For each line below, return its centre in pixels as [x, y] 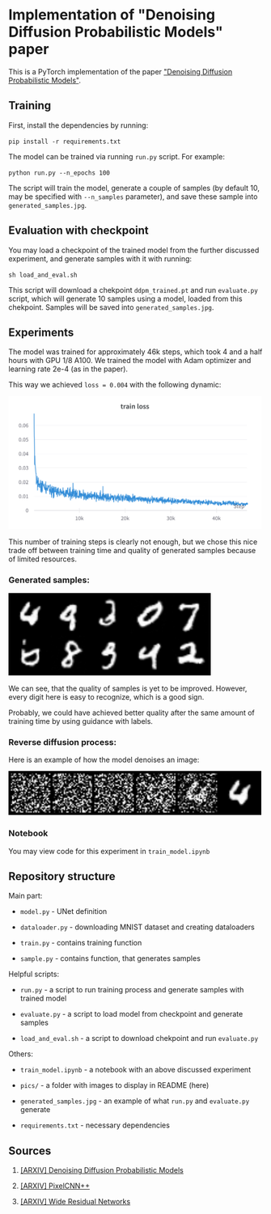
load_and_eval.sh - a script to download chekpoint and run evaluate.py [139, 1038]
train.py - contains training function [81, 943]
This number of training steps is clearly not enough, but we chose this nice [133, 541]
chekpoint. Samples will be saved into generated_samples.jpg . [111, 307]
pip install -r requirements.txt [65, 142]
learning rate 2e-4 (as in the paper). [68, 369]
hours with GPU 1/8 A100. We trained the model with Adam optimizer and [130, 361]
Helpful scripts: [34, 974]
